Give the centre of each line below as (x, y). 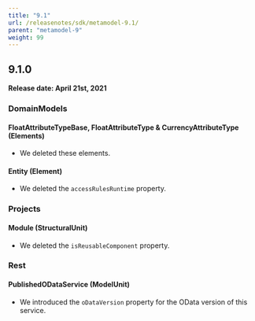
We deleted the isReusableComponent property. (94, 245)
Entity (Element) (35, 171)
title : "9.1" (30, 15)
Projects (24, 209)
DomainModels (38, 109)
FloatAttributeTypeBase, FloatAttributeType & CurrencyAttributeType (124, 127)
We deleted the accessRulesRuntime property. (93, 189)
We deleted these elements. (65, 153)
